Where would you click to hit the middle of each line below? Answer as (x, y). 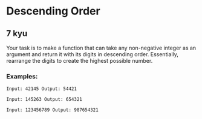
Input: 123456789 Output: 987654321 (52, 110)
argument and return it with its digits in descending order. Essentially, (92, 54)
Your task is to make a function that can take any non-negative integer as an (101, 48)
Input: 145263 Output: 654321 (44, 100)
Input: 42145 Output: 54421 (42, 89)
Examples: (22, 76)
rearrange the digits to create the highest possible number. (80, 61)
